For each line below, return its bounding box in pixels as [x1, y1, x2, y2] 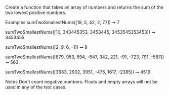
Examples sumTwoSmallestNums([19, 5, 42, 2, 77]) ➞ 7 [5, 20, 120, 25]
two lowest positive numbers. [5, 10, 67, 16]
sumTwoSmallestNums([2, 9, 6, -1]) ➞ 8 [5, 44, 88, 50]
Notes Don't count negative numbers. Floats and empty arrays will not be [5, 79, 158, 84]
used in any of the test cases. [5, 84, 67, 90]
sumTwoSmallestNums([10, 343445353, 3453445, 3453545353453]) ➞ [5, 29, 155, 35]
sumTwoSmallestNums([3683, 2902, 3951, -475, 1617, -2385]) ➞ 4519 [5, 69, 151, 75]
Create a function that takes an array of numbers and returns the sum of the [5, 5, 163, 10]
